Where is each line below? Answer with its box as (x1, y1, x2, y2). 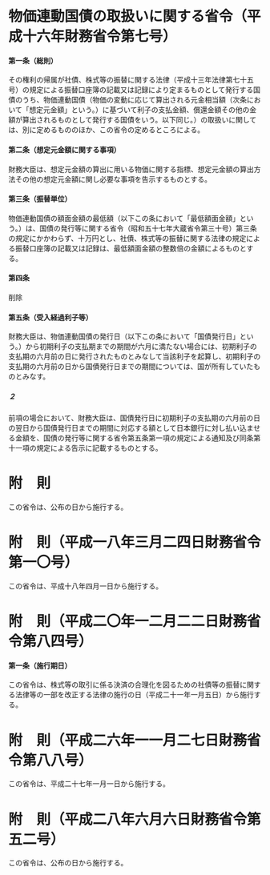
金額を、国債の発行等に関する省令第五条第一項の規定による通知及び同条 (14, 433, 254, 443)
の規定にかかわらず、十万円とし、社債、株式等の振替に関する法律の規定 (8, 233, 247, 243)
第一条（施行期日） (8, 660, 72, 670)
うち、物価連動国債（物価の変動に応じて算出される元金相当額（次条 (22, 95, 247, 105)
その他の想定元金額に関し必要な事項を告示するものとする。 (14, 174, 212, 184)
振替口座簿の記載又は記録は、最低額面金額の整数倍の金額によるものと (14, 243, 247, 253)
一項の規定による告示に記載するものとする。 (14, 444, 163, 453)
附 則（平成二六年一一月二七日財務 (8, 731, 248, 749)
